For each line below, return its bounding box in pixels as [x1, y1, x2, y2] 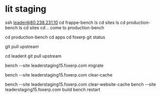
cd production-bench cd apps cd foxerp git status [5, 34, 105, 40]
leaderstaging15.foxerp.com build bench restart [5, 86, 101, 92]
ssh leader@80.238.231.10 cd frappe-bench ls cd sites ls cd [5, 19, 125, 25]
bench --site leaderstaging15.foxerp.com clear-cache [5, 72, 113, 78]
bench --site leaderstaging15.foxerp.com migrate [5, 62, 104, 68]
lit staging [5, 3, 46, 15]
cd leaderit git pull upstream [5, 53, 62, 59]
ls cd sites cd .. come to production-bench [19, 24, 104, 30]
